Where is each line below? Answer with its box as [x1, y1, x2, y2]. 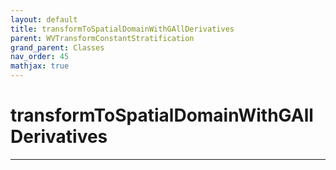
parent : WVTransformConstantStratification [10, 33, 195, 43]
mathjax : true [10, 61, 70, 71]
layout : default [10, 14, 78, 25]
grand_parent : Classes [10, 42, 105, 53]
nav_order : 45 [10, 52, 70, 62]
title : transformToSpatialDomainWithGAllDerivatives [10, 24, 235, 34]
